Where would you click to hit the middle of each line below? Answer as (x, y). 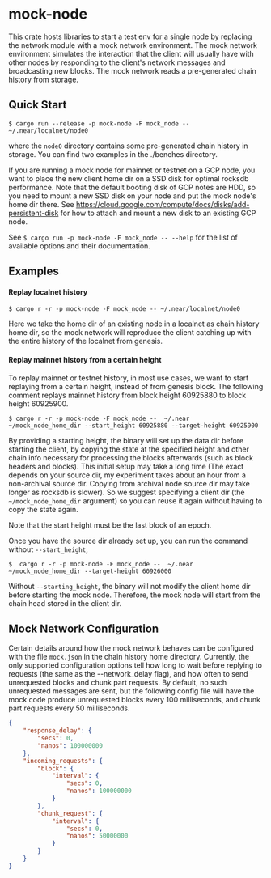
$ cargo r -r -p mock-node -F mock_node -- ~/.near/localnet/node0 (125, 309)
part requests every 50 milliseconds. (70, 708)
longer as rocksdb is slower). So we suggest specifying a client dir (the (127, 492)
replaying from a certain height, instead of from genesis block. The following (136, 386)
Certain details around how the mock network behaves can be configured (131, 648)
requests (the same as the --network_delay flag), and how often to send (128, 674)
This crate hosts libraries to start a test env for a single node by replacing (130, 36)
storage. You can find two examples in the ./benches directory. (113, 154)
